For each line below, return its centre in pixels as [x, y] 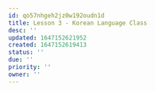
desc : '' [23, 30]
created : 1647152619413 [48, 45]
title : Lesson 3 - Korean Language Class [78, 23]
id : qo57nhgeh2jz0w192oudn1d [56, 15]
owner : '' [25, 74]
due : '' [21, 60]
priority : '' [30, 67]
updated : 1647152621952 [48, 38]
